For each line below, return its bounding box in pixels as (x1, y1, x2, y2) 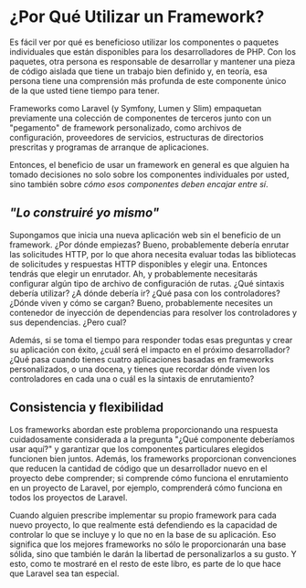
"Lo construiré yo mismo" (9, 205, 160, 221)
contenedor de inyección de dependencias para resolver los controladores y (9, 307, 298, 318)
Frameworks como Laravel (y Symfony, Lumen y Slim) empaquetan (9, 102, 262, 113)
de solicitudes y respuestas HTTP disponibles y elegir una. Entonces (9, 258, 268, 269)
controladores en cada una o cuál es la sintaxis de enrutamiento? (9, 373, 255, 384)
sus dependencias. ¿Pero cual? (9, 317, 127, 328)
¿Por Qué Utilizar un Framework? (9, 6, 265, 27)
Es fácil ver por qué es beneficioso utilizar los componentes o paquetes (9, 37, 280, 47)
